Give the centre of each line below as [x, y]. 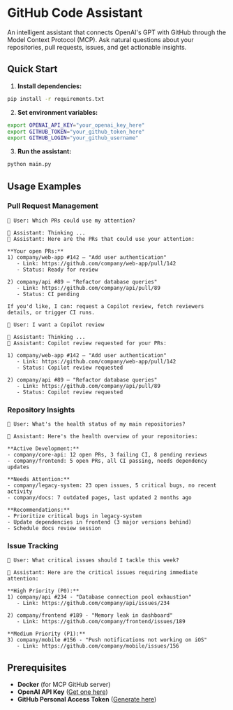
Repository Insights [41, 410]
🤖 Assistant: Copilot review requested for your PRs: [87, 343]
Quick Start [32, 69]
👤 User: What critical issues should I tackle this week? [93, 561]
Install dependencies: [50, 86]
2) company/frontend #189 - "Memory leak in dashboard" [90, 615]
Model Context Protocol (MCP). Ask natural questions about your [100, 39]
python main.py [29, 165]
